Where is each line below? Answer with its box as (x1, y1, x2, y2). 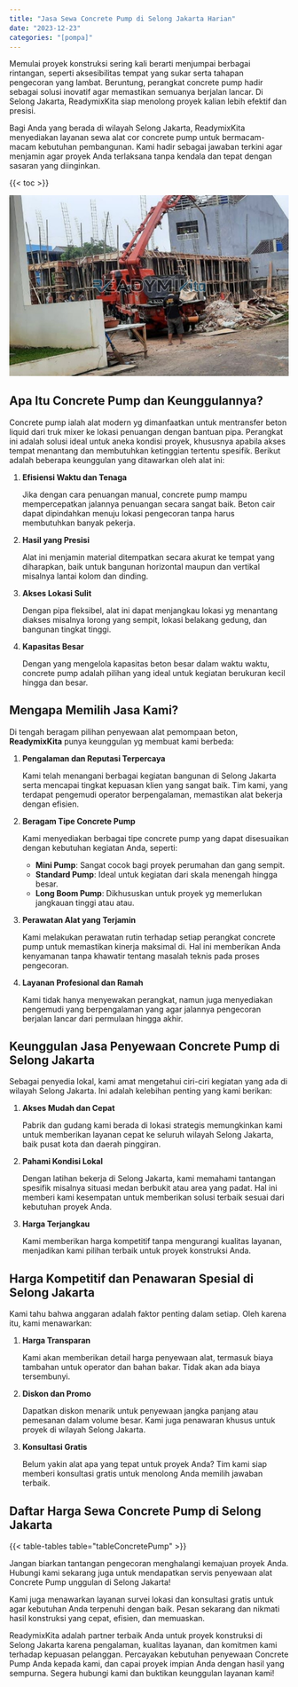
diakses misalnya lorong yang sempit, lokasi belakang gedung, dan (21, 614, 268, 625)
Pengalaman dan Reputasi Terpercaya (21, 753, 166, 763)
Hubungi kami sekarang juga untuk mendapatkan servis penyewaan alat (9, 1567, 273, 1579)
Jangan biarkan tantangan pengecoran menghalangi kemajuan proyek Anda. (9, 1558, 289, 1569)
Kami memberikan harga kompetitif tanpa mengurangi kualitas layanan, (21, 1236, 282, 1247)
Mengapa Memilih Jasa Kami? (9, 703, 179, 718)
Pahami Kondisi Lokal (21, 1156, 104, 1167)
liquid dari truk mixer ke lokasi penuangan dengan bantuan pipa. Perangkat (9, 426, 284, 437)
